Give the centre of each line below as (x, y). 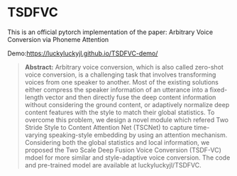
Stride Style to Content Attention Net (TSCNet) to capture (109, 127)
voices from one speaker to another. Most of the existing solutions (121, 82)
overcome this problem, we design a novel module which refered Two (127, 120)
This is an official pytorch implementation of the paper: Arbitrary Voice (110, 32)
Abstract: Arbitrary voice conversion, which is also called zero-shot (124, 67)
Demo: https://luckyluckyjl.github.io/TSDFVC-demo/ (83, 53)
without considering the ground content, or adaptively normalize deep (127, 104)
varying (36, 135)
